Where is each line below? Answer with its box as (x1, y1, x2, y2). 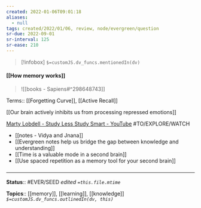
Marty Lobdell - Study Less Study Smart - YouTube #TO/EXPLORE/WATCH (6, 120, 190, 127)
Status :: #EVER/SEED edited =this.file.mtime (6, 179, 121, 186)
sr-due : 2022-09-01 (6, 31, 55, 37)
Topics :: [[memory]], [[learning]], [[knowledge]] (6, 190, 124, 197)
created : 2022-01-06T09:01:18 (6, 8, 82, 15)
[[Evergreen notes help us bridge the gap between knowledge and (14, 138, 179, 145)
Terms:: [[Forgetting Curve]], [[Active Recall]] (6, 97, 118, 105)
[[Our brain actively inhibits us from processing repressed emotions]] (6, 109, 176, 116)
